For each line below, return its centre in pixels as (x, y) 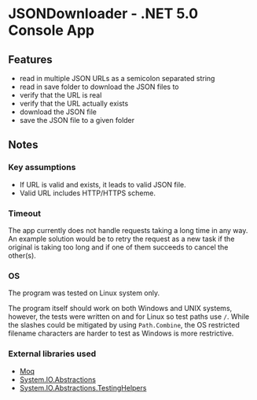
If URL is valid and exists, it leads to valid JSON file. (103, 184)
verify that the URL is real (61, 95)
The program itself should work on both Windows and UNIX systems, (120, 309)
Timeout (25, 213)
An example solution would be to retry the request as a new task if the (121, 239)
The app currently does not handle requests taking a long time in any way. (128, 230)
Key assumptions (42, 168)
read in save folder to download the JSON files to (99, 87)
